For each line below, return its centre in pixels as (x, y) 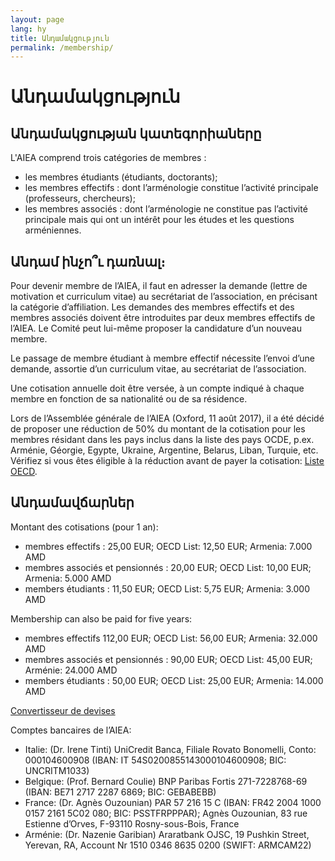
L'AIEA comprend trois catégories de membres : (108, 158)
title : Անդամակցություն (60, 38)
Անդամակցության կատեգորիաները (136, 133)
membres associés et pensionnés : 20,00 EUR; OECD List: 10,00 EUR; (168, 567)
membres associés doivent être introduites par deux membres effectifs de (163, 318)
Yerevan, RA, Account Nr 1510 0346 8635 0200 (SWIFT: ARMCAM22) (168, 845)
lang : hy (28, 29)
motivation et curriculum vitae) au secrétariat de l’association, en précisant (164, 297)
